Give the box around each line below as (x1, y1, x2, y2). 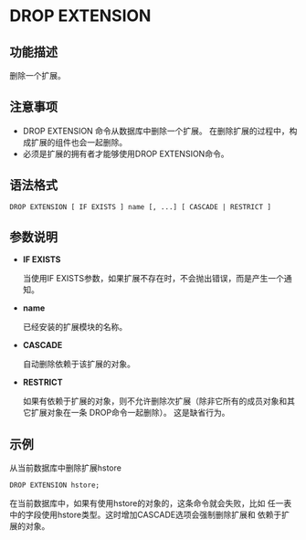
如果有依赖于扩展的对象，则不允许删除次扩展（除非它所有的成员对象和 (22, 396, 288, 407)
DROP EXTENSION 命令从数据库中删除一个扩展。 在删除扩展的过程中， (22, 125, 290, 136)
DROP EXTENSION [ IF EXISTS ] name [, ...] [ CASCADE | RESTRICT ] (9, 202, 272, 211)
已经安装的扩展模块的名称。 (22, 322, 128, 333)
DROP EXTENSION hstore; (9, 481, 100, 490)
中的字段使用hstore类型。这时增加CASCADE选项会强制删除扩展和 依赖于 (9, 509, 282, 521)
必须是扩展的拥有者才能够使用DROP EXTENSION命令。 (22, 148, 229, 159)
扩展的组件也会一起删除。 (30, 136, 128, 147)
